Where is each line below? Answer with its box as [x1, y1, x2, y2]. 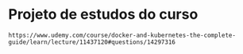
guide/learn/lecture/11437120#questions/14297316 [8, 38, 176, 46]
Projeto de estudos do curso [8, 5, 199, 23]
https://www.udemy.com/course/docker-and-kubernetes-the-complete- [8, 31, 237, 39]
